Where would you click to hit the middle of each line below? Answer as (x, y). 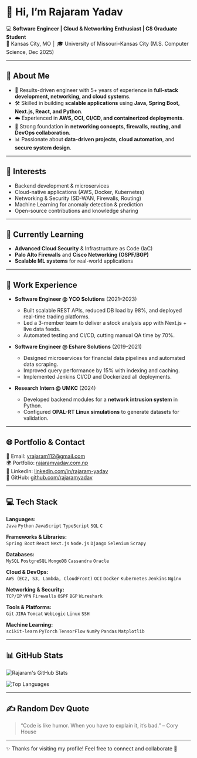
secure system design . (43, 147)
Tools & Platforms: (29, 607)
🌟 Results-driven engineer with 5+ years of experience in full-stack (96, 90)
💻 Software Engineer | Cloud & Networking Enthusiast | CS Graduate (92, 28)
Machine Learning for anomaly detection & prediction (79, 204)
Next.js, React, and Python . (49, 111)
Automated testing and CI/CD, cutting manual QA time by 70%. (99, 335)
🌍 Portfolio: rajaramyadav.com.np (47, 463)
